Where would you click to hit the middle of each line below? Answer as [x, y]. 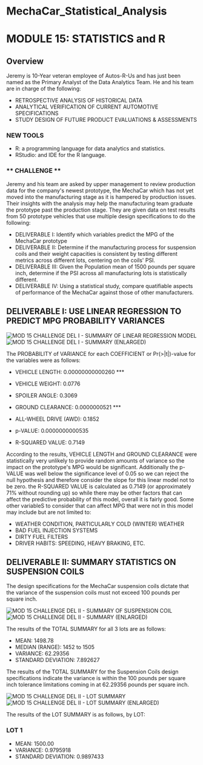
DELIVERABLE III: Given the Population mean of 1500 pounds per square [105, 266]
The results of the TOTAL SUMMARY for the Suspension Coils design [92, 672]
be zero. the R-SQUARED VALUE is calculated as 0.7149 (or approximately [99, 486]
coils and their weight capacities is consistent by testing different [96, 253]
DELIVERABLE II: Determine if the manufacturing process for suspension [105, 247]
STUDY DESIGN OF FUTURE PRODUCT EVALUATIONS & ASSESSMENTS [106, 120]
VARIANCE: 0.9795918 [43, 750]
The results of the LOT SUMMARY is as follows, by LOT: [76, 715]
